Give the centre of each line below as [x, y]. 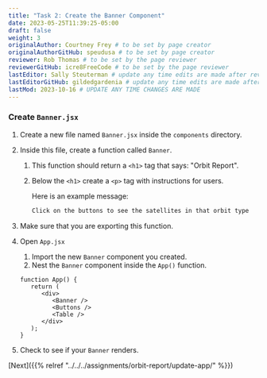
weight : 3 [25, 38]
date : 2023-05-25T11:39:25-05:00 [64, 23]
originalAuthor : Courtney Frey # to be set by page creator [110, 45]
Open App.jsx [42, 241]
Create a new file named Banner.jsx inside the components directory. [131, 134]
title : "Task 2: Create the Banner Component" [87, 15]
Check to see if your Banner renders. [79, 349]
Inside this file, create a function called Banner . [96, 150]
